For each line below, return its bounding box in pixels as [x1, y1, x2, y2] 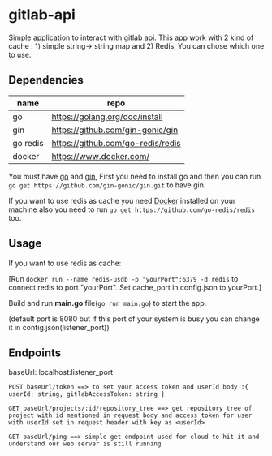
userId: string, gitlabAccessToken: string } [8, 390, 165, 398]
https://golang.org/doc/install [51, 111, 163, 123]
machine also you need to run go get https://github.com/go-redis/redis [8, 204, 256, 214]
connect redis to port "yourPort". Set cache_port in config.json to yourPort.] [8, 282, 262, 292]
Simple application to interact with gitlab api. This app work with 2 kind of [8, 32, 254, 42]
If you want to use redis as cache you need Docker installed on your [8, 196, 236, 205]
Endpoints [8, 346, 62, 359]
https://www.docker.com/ [51, 150, 150, 161]
